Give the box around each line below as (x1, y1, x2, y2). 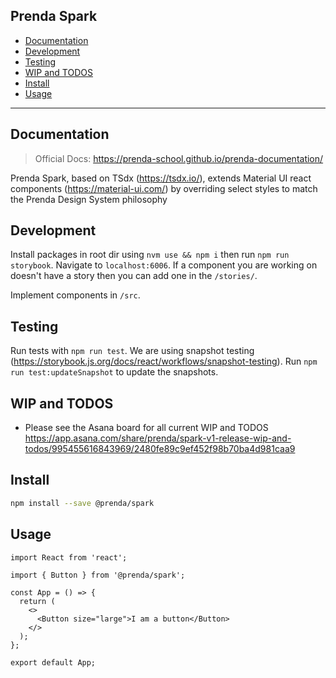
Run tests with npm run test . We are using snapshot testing (10, 345, 255, 357)
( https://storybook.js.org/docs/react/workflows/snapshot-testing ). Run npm (10, 355, 318, 368)
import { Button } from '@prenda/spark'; (10, 570, 186, 580)
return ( (19, 596, 56, 606)
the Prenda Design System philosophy (10, 193, 168, 205)
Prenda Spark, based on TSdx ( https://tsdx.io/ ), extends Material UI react (10, 172, 312, 184)
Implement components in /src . (10, 289, 141, 301)
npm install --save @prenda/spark (10, 498, 155, 508)
